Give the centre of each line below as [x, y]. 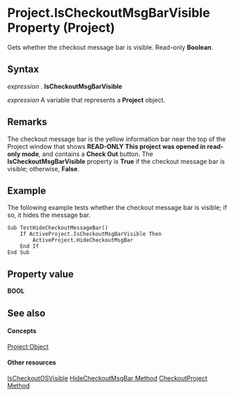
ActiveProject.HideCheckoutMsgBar [83, 240]
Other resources [32, 362]
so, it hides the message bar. [49, 215]
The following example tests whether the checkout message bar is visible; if [117, 208]
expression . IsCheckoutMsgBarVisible [65, 86]
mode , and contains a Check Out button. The [87, 154]
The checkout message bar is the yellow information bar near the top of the [117, 139]
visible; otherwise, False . [43, 169]
